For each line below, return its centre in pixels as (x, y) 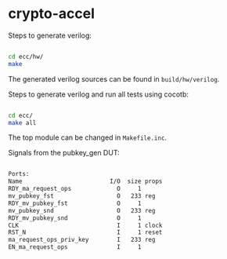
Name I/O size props (85, 181)
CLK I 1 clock (85, 225)
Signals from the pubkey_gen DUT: (64, 153)
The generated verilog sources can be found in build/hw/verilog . (114, 78)
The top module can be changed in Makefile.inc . (87, 137)
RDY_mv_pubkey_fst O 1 (75, 203)
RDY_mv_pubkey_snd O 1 (75, 218)
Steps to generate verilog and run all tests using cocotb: (99, 94)
